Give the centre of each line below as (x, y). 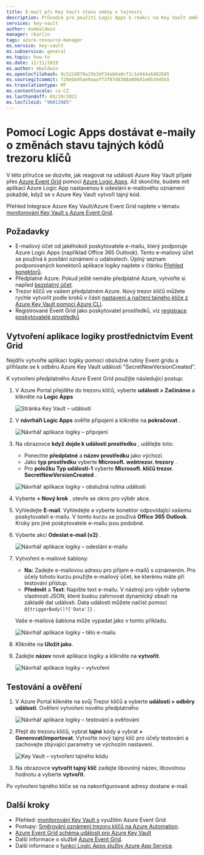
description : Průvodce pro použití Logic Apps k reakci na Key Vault (96, 18)
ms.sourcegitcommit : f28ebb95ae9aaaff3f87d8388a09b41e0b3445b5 (88, 80)
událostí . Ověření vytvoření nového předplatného (77, 708)
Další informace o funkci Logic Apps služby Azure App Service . (94, 845)
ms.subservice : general (36, 52)
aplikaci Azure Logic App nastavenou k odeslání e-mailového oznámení (96, 188)
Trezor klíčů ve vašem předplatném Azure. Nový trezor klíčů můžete (100, 291)
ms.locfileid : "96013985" (39, 102)
